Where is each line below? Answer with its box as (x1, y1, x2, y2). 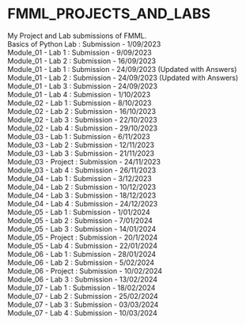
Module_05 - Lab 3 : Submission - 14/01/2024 (7, 224, 157, 233)
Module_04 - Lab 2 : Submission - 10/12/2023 (7, 182, 157, 191)
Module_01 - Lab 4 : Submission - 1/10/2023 (7, 89, 151, 99)
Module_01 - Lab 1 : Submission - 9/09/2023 (7, 47, 152, 57)
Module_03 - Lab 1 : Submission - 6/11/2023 (7, 131, 151, 141)
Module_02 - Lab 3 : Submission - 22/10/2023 (7, 115, 157, 124)
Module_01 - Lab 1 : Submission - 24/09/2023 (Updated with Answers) (7, 64, 237, 74)
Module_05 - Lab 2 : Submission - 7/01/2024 (7, 215, 153, 225)
